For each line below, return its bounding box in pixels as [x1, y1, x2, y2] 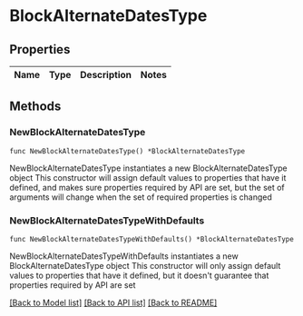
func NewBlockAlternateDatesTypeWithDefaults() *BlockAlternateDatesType [9, 234, 295, 243]
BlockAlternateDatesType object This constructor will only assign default [9, 260, 281, 271]
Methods [9, 99, 62, 114]
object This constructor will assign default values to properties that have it [9, 172, 287, 183]
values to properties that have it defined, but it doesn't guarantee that [9, 270, 269, 281]
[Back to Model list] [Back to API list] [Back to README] [9, 297, 218, 308]
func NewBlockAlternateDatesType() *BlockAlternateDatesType [9, 146, 246, 155]
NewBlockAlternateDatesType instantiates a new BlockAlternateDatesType [9, 163, 288, 173]
